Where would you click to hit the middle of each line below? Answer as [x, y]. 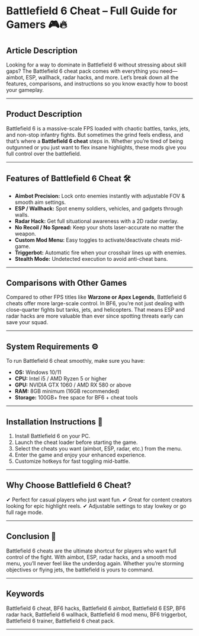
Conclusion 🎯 [31, 537]
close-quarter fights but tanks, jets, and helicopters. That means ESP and [96, 310]
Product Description [44, 114]
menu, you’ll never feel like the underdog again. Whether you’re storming [95, 563]
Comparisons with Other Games [67, 283]
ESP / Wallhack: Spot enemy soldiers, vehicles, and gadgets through [99, 208]
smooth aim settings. [40, 202]
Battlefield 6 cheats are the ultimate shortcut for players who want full [91, 551]
